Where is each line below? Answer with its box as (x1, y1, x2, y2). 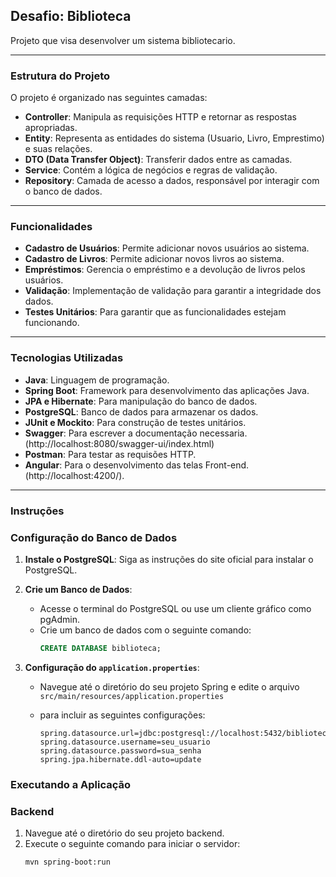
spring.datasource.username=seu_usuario (39, 737, 211, 747)
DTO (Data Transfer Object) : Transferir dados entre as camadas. (24, 154, 293, 166)
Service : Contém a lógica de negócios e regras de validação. (24, 164, 278, 176)
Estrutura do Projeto (10, 69, 111, 83)
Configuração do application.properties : (24, 661, 200, 673)
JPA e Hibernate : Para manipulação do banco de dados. (24, 395, 258, 407)
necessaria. (199, 427, 248, 439)
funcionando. (24, 317, 80, 329)
